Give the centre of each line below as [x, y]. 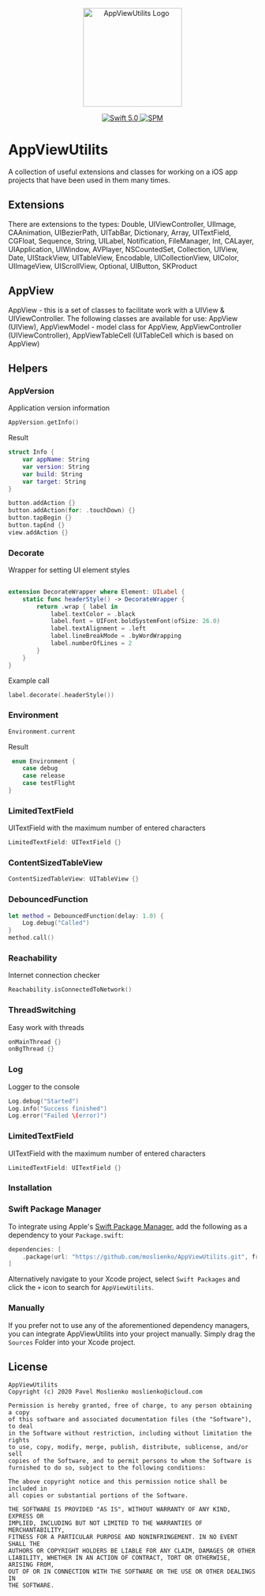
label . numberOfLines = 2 [91, 643]
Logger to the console [44, 1086]
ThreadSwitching [42, 1010]
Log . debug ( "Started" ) [44, 1101]
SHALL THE [24, 1544]
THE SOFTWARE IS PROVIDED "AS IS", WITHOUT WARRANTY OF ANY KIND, [119, 1510]
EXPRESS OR [26, 1517]
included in [28, 1489]
